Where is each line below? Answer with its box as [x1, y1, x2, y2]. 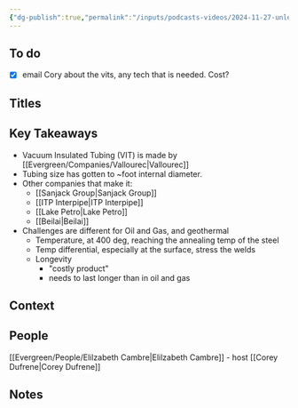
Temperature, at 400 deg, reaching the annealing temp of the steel [35, 235, 279, 245]
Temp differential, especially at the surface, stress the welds [35, 244, 255, 254]
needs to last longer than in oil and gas [48, 272, 191, 283]
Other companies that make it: [21, 178, 133, 188]
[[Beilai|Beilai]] [35, 215, 90, 227]
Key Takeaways [9, 126, 98, 141]
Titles [9, 95, 42, 111]
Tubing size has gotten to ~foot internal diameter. [21, 168, 202, 179]
